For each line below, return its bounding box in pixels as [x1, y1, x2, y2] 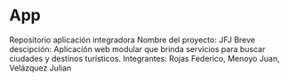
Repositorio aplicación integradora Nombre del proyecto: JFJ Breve [9, 34, 256, 45]
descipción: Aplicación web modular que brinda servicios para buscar [9, 43, 266, 54]
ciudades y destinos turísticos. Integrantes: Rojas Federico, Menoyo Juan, [9, 53, 280, 63]
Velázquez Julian [9, 63, 72, 73]
